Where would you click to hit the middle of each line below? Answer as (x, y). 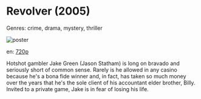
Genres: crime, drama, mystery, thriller (54, 28)
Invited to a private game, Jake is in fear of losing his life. (77, 89)
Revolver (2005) (48, 11)
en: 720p (18, 51)
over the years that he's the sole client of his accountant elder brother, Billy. (101, 83)
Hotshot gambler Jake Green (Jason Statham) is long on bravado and (93, 63)
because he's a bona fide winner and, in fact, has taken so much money (96, 76)
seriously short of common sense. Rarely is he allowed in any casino (92, 70)
